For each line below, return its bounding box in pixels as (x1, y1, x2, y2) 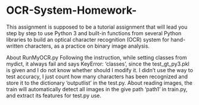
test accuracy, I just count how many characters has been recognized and (6, 73, 188, 80)
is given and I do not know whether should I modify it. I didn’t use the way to (6, 66, 194, 73)
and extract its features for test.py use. (6, 92, 102, 99)
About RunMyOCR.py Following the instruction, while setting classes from (6, 54, 187, 61)
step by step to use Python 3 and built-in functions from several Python (6, 29, 182, 36)
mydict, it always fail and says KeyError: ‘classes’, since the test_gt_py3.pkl (6, 60, 189, 67)
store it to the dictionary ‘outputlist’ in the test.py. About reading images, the (6, 79, 192, 87)
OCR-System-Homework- (6, 4, 137, 17)
